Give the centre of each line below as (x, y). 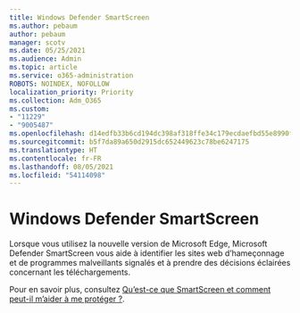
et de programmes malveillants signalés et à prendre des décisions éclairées (150, 263)
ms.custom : (29, 109)
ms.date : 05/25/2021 (48, 51)
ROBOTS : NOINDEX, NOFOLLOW (59, 84)
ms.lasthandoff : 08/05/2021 (62, 167)
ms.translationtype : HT (54, 150)
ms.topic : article (43, 68)
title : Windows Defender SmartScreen (79, 17)
